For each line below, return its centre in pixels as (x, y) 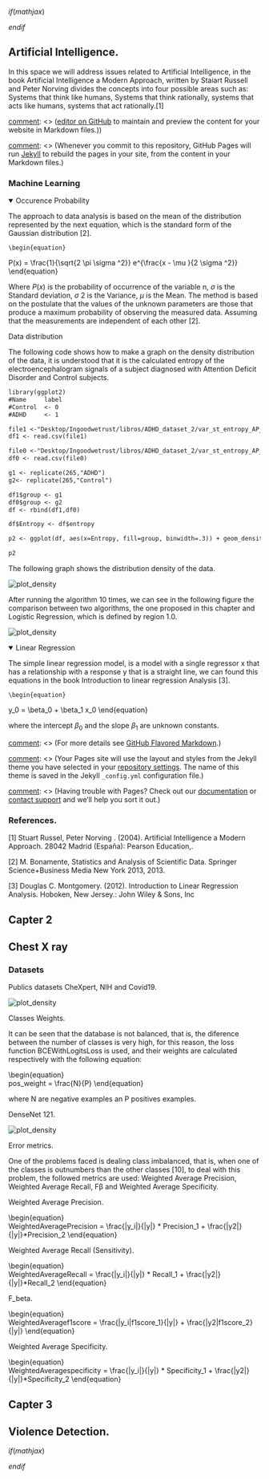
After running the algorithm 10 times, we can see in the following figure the (131, 600)
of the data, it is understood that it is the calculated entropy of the (116, 361)
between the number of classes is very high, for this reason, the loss (121, 1043)
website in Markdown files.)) (55, 130)
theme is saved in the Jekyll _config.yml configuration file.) (106, 775)
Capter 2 (30, 920)
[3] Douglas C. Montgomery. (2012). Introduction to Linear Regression (123, 886)
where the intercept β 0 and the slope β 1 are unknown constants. (114, 727)
